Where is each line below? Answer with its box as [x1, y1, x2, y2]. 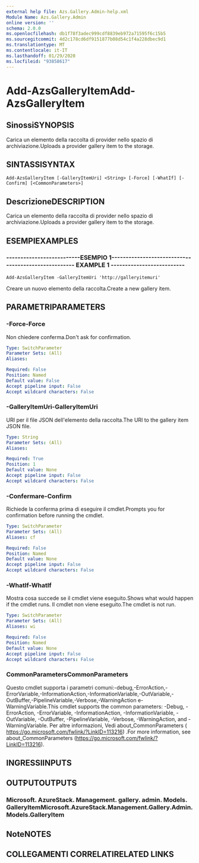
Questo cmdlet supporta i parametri [6, 684, 94, 691]
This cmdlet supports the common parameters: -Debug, [48, 703, 185, 710]
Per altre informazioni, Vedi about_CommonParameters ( [49, 722, 187, 729]
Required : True [6, 456, 44, 462]
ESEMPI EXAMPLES [6, 236, 78, 246]
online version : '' [6, 20, 55, 26]
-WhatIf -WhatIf [6, 581, 52, 590]
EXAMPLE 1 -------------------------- [75, 261, 185, 269]
